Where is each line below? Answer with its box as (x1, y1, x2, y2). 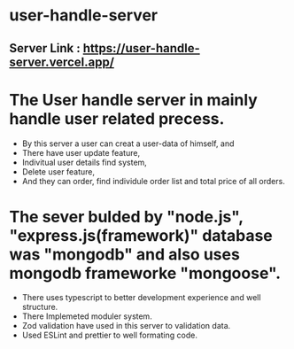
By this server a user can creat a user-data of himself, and (21, 138, 235, 149)
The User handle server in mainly (9, 89, 259, 110)
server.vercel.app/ (9, 54, 115, 69)
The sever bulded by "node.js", (9, 206, 244, 227)
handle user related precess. (9, 108, 225, 128)
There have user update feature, (21, 147, 140, 158)
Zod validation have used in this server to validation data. (21, 321, 231, 331)
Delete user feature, (21, 166, 96, 177)
